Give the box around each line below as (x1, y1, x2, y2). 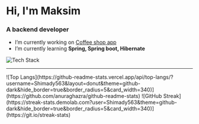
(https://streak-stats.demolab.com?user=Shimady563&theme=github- (6, 99, 178, 106)
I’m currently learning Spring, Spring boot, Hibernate (14, 45, 145, 52)
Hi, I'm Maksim (6, 4, 81, 18)
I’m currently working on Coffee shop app (14, 39, 117, 46)
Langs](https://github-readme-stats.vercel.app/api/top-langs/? (20, 74, 174, 81)
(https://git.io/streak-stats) (6, 112, 71, 119)
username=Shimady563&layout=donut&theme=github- (6, 80, 141, 87)
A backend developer (6, 26, 69, 34)
